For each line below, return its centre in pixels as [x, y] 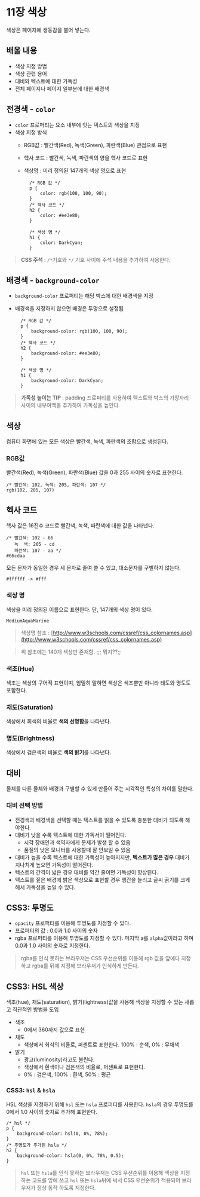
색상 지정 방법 [31, 66]
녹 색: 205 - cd [34, 545]
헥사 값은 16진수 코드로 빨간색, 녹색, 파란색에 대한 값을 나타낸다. [80, 526]
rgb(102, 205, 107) [30, 490]
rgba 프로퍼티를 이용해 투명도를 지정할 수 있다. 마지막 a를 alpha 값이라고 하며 [104, 938]
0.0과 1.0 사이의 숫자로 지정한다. [53, 946]
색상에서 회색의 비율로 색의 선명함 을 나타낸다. [59, 722]
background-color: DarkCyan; [67, 381]
